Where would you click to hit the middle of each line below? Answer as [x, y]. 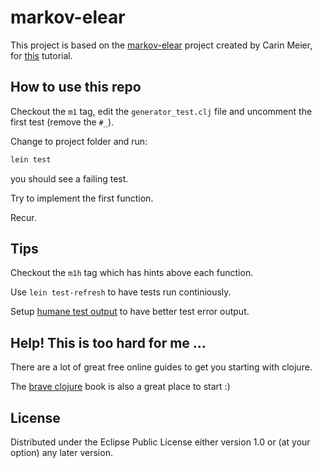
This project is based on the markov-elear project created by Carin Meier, [161, 45]
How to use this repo [76, 87]
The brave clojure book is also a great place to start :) [120, 387]
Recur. [23, 217]
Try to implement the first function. [82, 198]
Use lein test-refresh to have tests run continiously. [121, 292]
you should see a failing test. [69, 178]
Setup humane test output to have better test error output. [130, 312]
